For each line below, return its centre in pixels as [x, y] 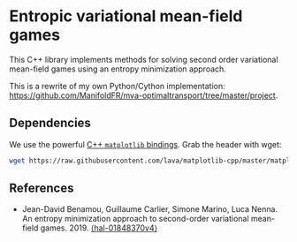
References [42, 189]
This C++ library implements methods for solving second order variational [144, 59]
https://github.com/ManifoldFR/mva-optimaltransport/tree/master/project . [144, 95]
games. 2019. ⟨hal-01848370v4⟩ [99, 228]
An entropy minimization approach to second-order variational [135, 219]
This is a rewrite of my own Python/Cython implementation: [117, 86]
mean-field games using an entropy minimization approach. [118, 69]
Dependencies [50, 123]
